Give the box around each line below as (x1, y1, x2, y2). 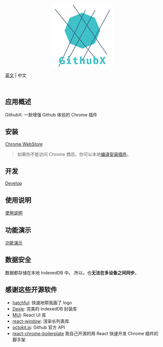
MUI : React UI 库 (12, 312, 46, 318)
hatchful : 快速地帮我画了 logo (12, 300, 73, 306)
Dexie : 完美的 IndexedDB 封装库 (12, 306, 78, 311)
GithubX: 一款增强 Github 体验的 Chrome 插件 (5, 112, 98, 117)
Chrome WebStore (5, 141, 43, 147)
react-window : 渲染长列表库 (12, 318, 70, 324)
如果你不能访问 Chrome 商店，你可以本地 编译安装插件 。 (17, 151, 132, 157)
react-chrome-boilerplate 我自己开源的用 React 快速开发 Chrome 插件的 (12, 330, 159, 336)
